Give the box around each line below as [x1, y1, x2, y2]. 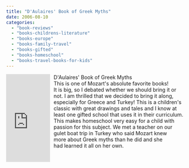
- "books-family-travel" [11, 42, 72, 47]
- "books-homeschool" [11, 52, 64, 58]
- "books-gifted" [11, 47, 54, 53]
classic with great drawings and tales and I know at [53, 105, 177, 112]
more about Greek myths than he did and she [53, 136, 163, 143]
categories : [6, 19, 35, 25]
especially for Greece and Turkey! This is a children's [53, 98, 182, 105]
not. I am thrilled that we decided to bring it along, [53, 92, 174, 100]
